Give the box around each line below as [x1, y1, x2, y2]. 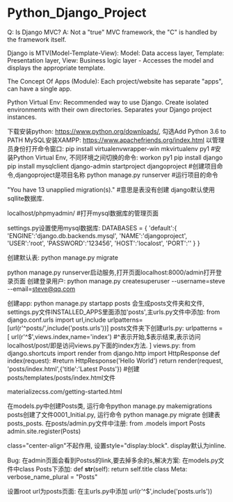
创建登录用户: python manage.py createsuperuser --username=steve [26, 276, 225, 285]
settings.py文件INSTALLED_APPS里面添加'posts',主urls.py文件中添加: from [7, 308, 220, 316]
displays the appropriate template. [7, 63, 106, 72]
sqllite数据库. [7, 194, 45, 203]
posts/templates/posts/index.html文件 [7, 373, 116, 382]
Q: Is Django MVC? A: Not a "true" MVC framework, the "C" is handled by [7, 28, 218, 36]
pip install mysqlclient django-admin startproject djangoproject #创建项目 [7, 162, 217, 170]
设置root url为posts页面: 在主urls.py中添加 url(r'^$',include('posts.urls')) [7, 487, 213, 495]
